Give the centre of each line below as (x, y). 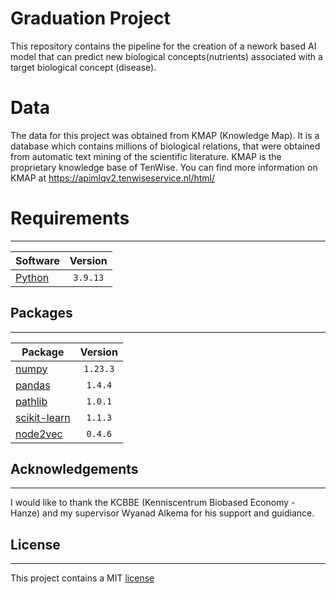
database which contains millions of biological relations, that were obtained (165, 146)
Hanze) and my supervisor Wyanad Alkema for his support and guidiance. (162, 513)
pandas (33, 385)
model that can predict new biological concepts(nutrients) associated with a (166, 56)
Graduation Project (90, 18)
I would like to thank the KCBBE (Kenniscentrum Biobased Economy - (153, 503)
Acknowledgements (74, 469)
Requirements (70, 218)
